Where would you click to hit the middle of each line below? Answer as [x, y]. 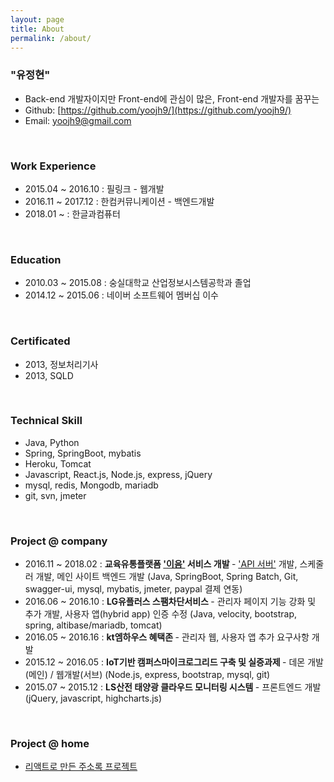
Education [36, 259]
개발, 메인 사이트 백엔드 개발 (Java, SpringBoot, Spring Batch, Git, [167, 577]
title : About [37, 29]
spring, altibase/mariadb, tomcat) [93, 625]
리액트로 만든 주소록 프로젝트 [81, 767]
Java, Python [52, 442]
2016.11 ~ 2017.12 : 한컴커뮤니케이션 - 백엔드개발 [119, 201]
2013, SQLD [49, 375]
